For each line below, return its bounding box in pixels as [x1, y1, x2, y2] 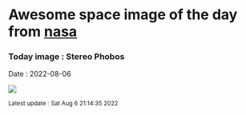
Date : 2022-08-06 [8, 69, 71, 79]
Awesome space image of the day [8, 6, 238, 24]
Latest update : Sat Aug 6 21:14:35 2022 [8, 100, 119, 108]
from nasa [8, 22, 78, 41]
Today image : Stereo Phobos [8, 51, 125, 62]
